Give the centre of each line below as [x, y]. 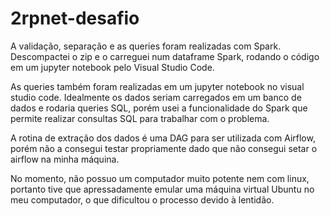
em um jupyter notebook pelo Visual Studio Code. [112, 67]
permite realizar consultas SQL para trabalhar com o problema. [140, 118]
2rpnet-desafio [75, 18]
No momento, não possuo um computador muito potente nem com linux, [160, 178]
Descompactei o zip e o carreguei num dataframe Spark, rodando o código [165, 56]
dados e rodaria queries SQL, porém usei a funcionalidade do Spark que [159, 108]
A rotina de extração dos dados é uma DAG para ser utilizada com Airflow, [163, 138]
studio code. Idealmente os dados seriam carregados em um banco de [156, 97]
